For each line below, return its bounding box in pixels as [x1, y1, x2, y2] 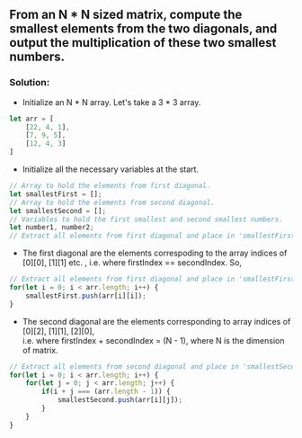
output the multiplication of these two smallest [9, 35, 277, 50]
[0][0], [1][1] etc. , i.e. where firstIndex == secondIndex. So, [22, 257, 243, 268]
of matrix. [22, 344, 58, 355]
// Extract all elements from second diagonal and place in [9, 362, 240, 371]
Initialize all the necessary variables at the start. [22, 164, 200, 174]
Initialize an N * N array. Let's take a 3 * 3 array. [22, 96, 201, 107]
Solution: [9, 76, 50, 89]
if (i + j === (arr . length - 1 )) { [41, 387, 171, 397]
